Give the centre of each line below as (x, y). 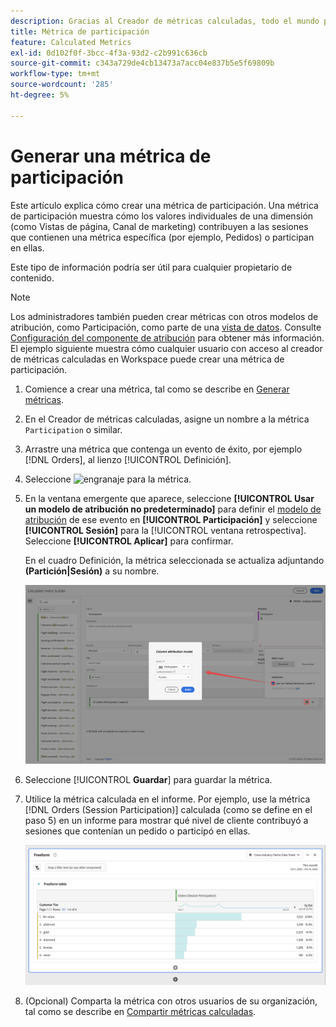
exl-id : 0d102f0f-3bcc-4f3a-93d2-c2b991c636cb (109, 53)
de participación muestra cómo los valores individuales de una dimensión (162, 216)
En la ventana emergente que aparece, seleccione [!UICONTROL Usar (169, 498)
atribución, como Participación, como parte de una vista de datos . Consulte (166, 327)
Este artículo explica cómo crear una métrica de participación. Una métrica (164, 205)
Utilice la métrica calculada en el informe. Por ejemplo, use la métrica (167, 799)
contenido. (32, 277)
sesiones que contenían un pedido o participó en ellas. (137, 831)
